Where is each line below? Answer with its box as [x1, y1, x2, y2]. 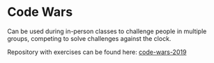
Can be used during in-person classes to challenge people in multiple [7, 27, 207, 35]
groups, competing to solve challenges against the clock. [7, 34, 171, 42]
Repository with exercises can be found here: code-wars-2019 [7, 48, 187, 56]
